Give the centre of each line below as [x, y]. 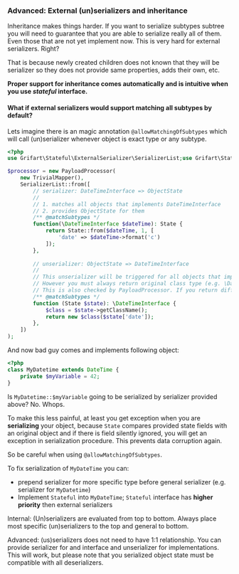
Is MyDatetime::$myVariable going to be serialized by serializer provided [112, 396]
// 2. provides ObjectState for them [89, 211]
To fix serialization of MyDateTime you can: [68, 468]
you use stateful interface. [48, 92]
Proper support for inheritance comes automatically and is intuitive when [118, 84]
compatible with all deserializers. [55, 562]
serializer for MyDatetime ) [54, 489]
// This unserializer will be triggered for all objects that [127, 277]
